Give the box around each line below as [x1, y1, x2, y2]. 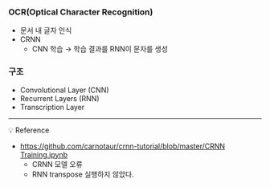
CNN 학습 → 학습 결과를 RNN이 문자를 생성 [31, 44, 169, 54]
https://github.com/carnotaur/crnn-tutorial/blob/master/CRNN [19, 141, 226, 151]
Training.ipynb [19, 149, 68, 159]
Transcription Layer [19, 102, 85, 112]
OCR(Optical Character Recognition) [8, 6, 153, 18]
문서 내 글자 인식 [19, 26, 72, 35]
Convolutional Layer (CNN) [19, 85, 110, 95]
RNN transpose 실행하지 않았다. [31, 169, 134, 179]
